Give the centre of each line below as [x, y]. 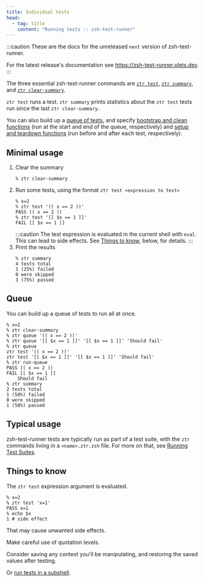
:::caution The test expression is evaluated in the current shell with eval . [106, 235]
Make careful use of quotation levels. [53, 542]
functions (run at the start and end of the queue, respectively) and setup [98, 127]
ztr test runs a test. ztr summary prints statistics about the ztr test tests [99, 102]
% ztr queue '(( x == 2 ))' [42, 335]
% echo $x [19, 513]
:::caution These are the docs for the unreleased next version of [87, 47]
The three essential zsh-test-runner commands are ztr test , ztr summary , [100, 83]
